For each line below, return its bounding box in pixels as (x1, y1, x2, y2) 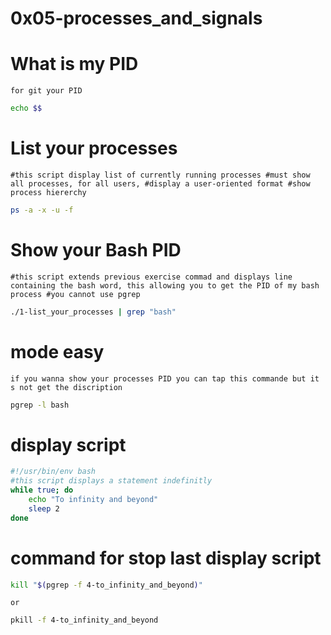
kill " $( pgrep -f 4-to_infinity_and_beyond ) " (10, 580, 203, 590)
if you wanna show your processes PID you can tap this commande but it (10, 373, 320, 384)
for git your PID (10, 86, 83, 96)
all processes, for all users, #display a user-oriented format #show (10, 178, 311, 189)
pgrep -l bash (10, 400, 70, 410)
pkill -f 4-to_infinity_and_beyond (10, 615, 159, 626)
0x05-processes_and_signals (10, 7, 263, 30)
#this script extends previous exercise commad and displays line (10, 272, 293, 282)
